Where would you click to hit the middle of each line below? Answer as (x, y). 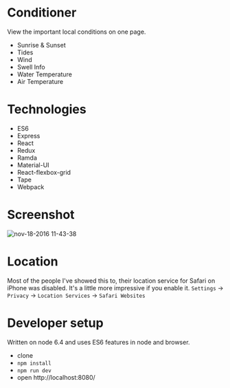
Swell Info (31, 67)
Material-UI (33, 165)
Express (28, 136)
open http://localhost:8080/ (56, 377)
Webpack (31, 186)
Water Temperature (44, 74)
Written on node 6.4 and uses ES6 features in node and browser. (99, 342)
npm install (34, 363)
